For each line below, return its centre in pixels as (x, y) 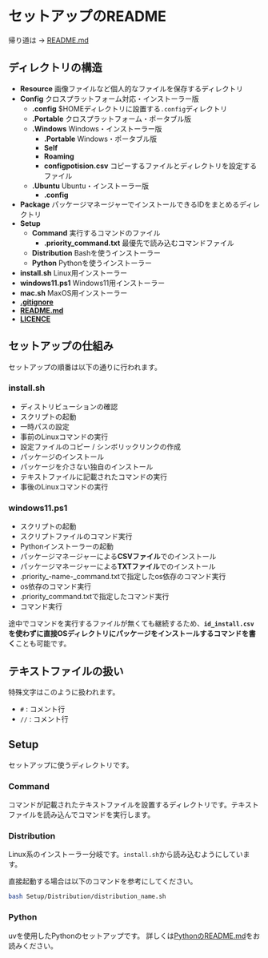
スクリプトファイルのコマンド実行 (76, 537)
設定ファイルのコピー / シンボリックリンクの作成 (100, 446)
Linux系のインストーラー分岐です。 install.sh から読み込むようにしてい (126, 855)
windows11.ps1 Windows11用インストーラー (92, 283)
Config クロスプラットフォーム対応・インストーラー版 (110, 99)
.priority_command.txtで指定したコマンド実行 (94, 597)
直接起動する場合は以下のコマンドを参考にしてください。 (103, 881)
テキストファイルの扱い (66, 671)
